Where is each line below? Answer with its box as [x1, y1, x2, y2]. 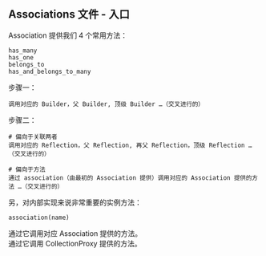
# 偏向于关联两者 [8, 132, 58, 140]
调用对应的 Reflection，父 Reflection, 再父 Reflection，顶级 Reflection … [8, 141, 252, 149]
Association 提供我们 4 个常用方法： [8, 30, 128, 40]
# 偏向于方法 [8, 165, 46, 173]
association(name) [8, 213, 70, 221]
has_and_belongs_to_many [8, 67, 91, 75]
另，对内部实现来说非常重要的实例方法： [8, 197, 142, 207]
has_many [8, 47, 38, 55]
